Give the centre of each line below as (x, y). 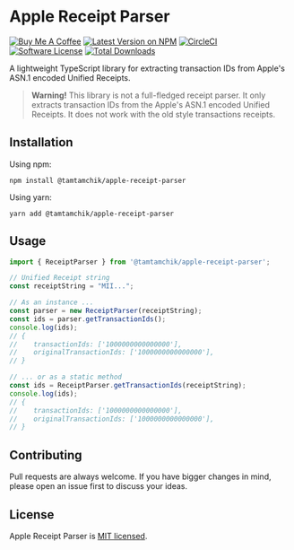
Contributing (46, 455)
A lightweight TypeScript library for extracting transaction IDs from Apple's (147, 68)
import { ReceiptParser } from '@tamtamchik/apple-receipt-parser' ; (140, 262)
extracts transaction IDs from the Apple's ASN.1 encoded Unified (151, 104)
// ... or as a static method (66, 377)
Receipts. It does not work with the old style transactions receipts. (153, 114)
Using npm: (30, 164)
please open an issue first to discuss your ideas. (99, 486)
